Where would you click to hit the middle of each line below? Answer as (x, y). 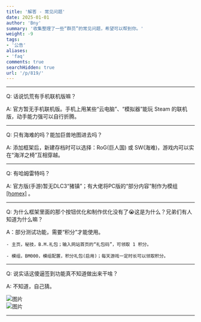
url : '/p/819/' (25, 73)
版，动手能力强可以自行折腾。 (43, 117)
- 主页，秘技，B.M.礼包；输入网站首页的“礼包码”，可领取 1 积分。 (79, 245)
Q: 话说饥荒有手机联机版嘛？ (41, 96)
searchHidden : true (31, 67)
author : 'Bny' (24, 23)
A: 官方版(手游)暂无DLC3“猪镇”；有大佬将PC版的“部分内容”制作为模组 (92, 186)
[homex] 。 (20, 194)
